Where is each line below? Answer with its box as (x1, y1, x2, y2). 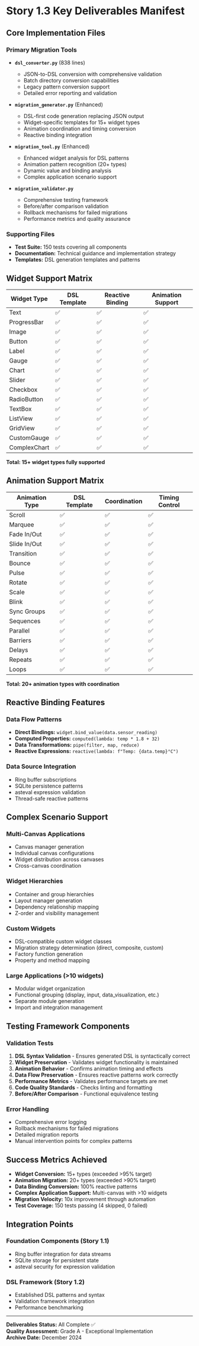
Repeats (9, 655, 33, 664)
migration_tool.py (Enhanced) (14, 142, 90, 150)
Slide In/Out (9, 539, 42, 548)
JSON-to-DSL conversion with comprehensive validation (23, 70, 162, 78)
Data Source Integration (6, 763, 76, 771)
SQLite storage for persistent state (14, 1256, 99, 1264)
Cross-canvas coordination (14, 862, 82, 869)
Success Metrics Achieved (6, 1154, 108, 1164)
